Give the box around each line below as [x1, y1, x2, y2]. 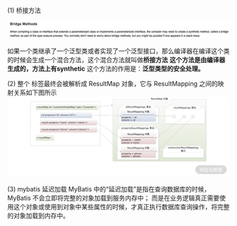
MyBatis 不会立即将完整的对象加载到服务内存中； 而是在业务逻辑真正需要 [7, 194, 220, 203]
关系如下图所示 [13, 88, 57, 97]
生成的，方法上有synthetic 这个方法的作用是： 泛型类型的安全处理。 [7, 64, 205, 73]
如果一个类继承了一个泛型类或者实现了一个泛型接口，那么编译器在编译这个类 [7, 47, 230, 55]
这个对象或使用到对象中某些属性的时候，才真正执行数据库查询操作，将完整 [13, 203, 230, 211]
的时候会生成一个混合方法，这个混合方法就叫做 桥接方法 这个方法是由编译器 [7, 55, 226, 64]
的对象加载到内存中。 [7, 211, 69, 220]
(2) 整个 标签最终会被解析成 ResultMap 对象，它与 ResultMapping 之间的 [7, 79, 218, 88]
